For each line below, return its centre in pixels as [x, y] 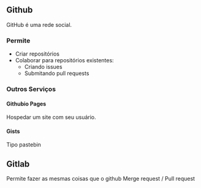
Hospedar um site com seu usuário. [51, 117]
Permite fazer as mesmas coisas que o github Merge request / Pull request [100, 179]
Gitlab [18, 164]
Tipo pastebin [24, 145]
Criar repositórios [37, 54]
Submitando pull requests [57, 73]
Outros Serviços [31, 89]
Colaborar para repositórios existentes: [65, 60]
